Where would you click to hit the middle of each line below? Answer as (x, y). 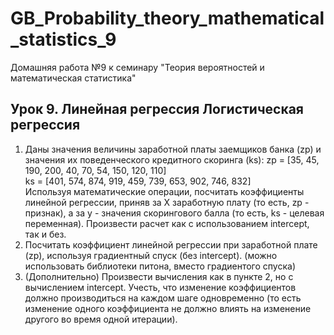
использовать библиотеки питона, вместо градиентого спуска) (160, 266)
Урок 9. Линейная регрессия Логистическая (157, 109)
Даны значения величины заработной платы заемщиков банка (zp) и (173, 149)
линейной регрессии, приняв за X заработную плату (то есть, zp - (167, 202)
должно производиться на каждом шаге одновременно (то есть (163, 298)
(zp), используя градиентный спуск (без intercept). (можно (151, 255)
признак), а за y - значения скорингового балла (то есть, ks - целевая (174, 213)
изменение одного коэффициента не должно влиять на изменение (168, 308)
